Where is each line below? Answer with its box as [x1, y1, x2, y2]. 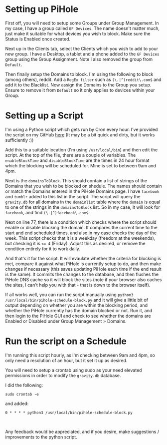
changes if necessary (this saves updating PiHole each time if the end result [5, 266, 162, 272]
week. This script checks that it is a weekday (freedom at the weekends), [5, 235, 156, 241]
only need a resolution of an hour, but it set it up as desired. [5, 357, 128, 363]
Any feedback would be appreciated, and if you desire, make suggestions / [5, 429, 160, 435]
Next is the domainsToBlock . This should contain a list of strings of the [5, 177, 148, 183]
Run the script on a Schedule [5, 336, 127, 347]
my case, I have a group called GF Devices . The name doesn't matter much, [5, 25, 160, 31]
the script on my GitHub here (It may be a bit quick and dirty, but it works [5, 131, 155, 138]
